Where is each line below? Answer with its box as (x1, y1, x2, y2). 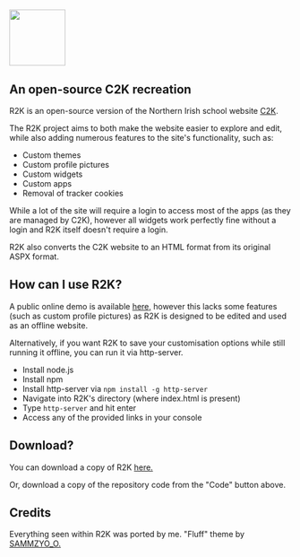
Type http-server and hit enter (21, 402, 137, 413)
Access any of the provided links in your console (21, 412, 202, 422)
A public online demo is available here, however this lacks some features (9, 300, 278, 311)
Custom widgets (21, 169, 83, 179)
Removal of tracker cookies (21, 188, 124, 198)
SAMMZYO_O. (9, 538, 61, 549)
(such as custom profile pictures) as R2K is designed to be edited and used (9, 310, 287, 321)
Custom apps (21, 178, 73, 188)
